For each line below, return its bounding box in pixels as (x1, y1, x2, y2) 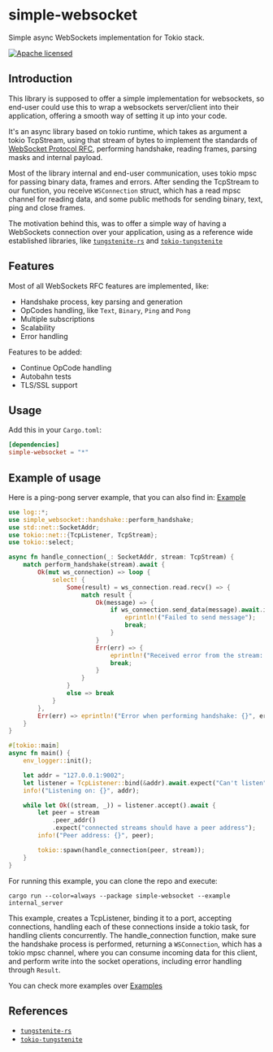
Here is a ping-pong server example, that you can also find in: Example (8, 492, 246, 502)
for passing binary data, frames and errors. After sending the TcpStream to (8, 176, 259, 186)
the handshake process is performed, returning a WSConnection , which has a (8, 939, 262, 949)
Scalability (19, 323, 55, 333)
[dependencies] (8, 441, 60, 449)
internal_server (8, 898, 63, 907)
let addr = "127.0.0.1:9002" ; (23, 771, 126, 780)
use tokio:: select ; (8, 538, 75, 546)
